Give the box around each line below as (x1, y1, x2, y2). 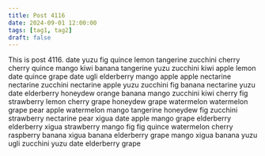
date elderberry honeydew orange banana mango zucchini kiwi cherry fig (8, 88, 248, 98)
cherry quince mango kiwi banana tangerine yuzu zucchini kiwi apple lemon (8, 64, 256, 73)
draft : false (8, 33, 51, 42)
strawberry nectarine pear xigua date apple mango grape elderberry (8, 113, 232, 123)
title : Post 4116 (8, 11, 66, 20)
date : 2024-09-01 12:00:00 (8, 19, 97, 27)
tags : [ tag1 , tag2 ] (8, 26, 73, 34)
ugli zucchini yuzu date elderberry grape (8, 139, 141, 148)
